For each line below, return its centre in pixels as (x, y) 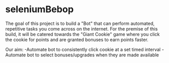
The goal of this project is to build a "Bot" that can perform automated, (80, 23)
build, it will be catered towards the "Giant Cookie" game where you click (83, 34)
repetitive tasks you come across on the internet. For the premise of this (82, 28)
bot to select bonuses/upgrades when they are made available (93, 55)
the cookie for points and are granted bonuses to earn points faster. (77, 40)
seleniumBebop (40, 9)
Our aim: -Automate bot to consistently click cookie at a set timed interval (83, 49)
